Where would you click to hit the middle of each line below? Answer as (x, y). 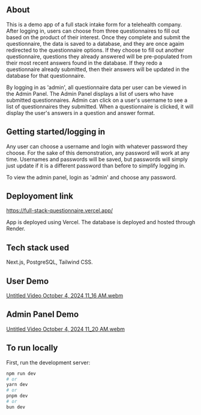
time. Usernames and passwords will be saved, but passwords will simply (97, 159)
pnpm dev (17, 396)
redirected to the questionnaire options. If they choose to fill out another (95, 50)
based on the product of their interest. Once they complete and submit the (98, 37)
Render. (16, 229)
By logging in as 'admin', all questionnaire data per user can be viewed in (97, 87)
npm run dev (21, 373)
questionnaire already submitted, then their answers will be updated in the (98, 69)
